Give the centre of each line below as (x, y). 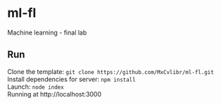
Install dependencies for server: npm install (71, 79)
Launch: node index (36, 87)
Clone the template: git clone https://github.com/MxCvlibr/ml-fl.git (111, 71)
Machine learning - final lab (47, 32)
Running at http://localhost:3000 (55, 94)
